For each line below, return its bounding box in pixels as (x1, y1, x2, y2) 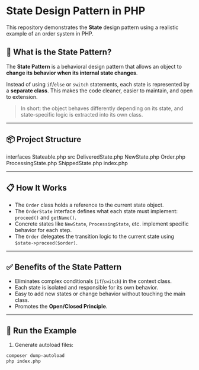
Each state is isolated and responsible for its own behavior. (14, 284, 159, 291)
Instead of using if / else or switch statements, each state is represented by (6, 81, 190, 88)
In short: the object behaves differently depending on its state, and (20, 105, 184, 112)
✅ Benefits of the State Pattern (6, 262, 122, 272)
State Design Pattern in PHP (6, 4, 146, 18)
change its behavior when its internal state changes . (6, 69, 138, 76)
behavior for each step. (14, 227, 72, 234)
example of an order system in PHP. (6, 30, 94, 37)
